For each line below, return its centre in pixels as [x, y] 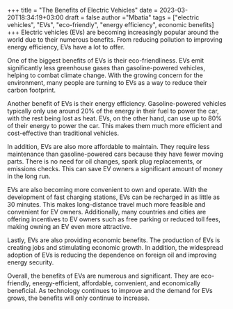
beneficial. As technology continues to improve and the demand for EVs [110, 291]
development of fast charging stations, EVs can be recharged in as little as [114, 197]
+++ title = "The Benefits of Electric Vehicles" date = [83, 10]
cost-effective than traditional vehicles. [63, 133]
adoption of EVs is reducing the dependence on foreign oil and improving [112, 255]
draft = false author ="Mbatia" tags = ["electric [132, 17]
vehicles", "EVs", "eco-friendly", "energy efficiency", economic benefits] [111, 25]
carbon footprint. [32, 90]
